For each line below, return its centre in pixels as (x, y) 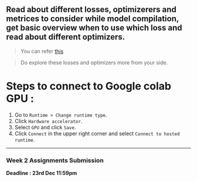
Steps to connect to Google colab (89, 86)
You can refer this (42, 51)
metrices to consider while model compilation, (92, 19)
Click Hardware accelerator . (48, 121)
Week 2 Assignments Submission (55, 160)
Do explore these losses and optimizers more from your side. (94, 62)
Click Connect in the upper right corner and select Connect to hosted (97, 133)
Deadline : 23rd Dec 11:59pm (42, 173)
